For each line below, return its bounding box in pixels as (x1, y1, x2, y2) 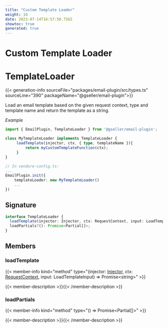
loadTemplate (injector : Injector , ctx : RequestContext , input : (9, 219, 144, 224)
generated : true (5, 26, 39, 31)
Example (5, 117, 23, 123)
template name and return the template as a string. (5, 107, 109, 113)
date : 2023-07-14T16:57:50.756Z (5, 17, 72, 22)
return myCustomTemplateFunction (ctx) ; (25, 145, 108, 150)
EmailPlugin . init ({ (5, 173, 46, 178)
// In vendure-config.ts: (5, 163, 59, 169)
